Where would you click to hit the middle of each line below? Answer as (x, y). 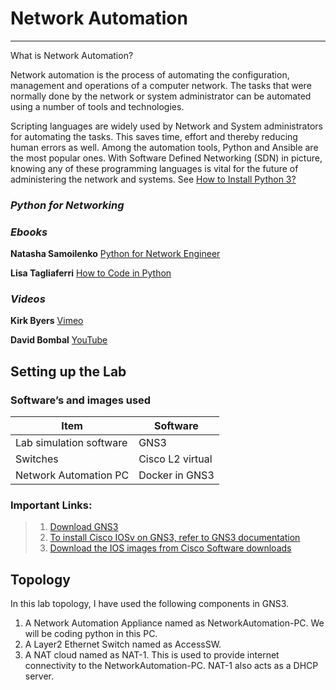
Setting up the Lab (68, 371)
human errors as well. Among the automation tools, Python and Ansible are (164, 147)
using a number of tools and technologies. (97, 106)
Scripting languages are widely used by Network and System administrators (166, 126)
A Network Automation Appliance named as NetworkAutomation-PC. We (174, 623)
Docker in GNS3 (176, 475)
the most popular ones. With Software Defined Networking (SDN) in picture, (166, 158)
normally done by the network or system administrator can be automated (161, 96)
